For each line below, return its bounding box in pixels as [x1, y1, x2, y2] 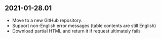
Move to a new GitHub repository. [12, 17, 83, 23]
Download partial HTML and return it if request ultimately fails [12, 27, 141, 34]
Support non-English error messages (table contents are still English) [12, 22, 156, 28]
